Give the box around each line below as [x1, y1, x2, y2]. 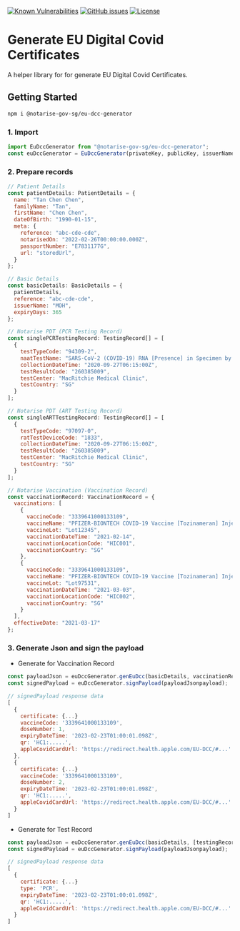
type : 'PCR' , [20, 885, 59, 892]
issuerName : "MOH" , [14, 302, 72, 309]
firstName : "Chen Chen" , [14, 209, 88, 217]
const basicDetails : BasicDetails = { [7, 282, 123, 289]
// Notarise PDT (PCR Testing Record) [7, 328, 123, 336]
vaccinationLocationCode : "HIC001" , [26, 540, 136, 547]
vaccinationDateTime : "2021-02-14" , [26, 533, 136, 540]
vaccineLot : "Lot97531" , [26, 579, 101, 587]
